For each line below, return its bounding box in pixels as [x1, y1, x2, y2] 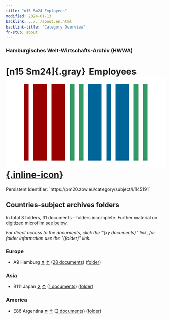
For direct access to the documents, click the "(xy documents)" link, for [6, 229, 155, 235]
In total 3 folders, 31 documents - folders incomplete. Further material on [6, 214, 158, 220]
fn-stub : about [6, 30, 38, 35]
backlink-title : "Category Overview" [6, 24, 86, 30]
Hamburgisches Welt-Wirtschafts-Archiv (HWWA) [6, 47, 133, 55]
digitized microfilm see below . [6, 220, 68, 226]
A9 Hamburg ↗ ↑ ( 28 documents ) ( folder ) [13, 259, 101, 265]
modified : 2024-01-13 [6, 13, 52, 19]
